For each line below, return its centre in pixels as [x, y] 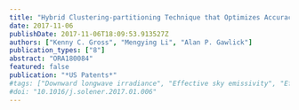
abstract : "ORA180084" [51, 59]
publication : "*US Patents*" [63, 75]
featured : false [39, 67]
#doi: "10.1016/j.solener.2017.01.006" [83, 91]
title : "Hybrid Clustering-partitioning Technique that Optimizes [135, 17]
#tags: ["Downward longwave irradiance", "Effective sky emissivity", [143, 83]
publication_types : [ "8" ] [57, 51]
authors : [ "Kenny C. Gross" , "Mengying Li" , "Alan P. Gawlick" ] [131, 42]
